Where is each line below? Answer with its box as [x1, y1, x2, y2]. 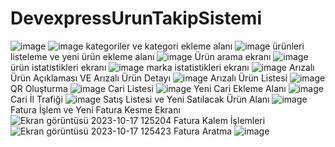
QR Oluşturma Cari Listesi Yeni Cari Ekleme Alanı [10, 82, 287, 94]
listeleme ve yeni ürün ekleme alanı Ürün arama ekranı [10, 50, 272, 62]
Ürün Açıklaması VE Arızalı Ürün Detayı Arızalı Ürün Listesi [10, 72, 288, 84]
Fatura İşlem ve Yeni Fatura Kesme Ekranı [10, 103, 181, 116]
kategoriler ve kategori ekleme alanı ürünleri [85, 40, 305, 52]
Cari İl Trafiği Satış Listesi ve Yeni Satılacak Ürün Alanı [10, 93, 270, 105]
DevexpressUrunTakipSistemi [10, 7, 263, 30]
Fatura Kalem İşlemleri [173, 114, 266, 126]
